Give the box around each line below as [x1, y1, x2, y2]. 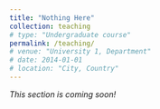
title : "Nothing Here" [9, 13, 95, 23]
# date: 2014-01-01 [9, 55, 83, 64]
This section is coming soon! [9, 88, 117, 100]
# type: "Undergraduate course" [9, 30, 131, 39]
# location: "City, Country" [9, 64, 119, 74]
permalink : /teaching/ [9, 38, 95, 48]
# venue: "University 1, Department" [9, 47, 152, 56]
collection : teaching [9, 22, 91, 31]
